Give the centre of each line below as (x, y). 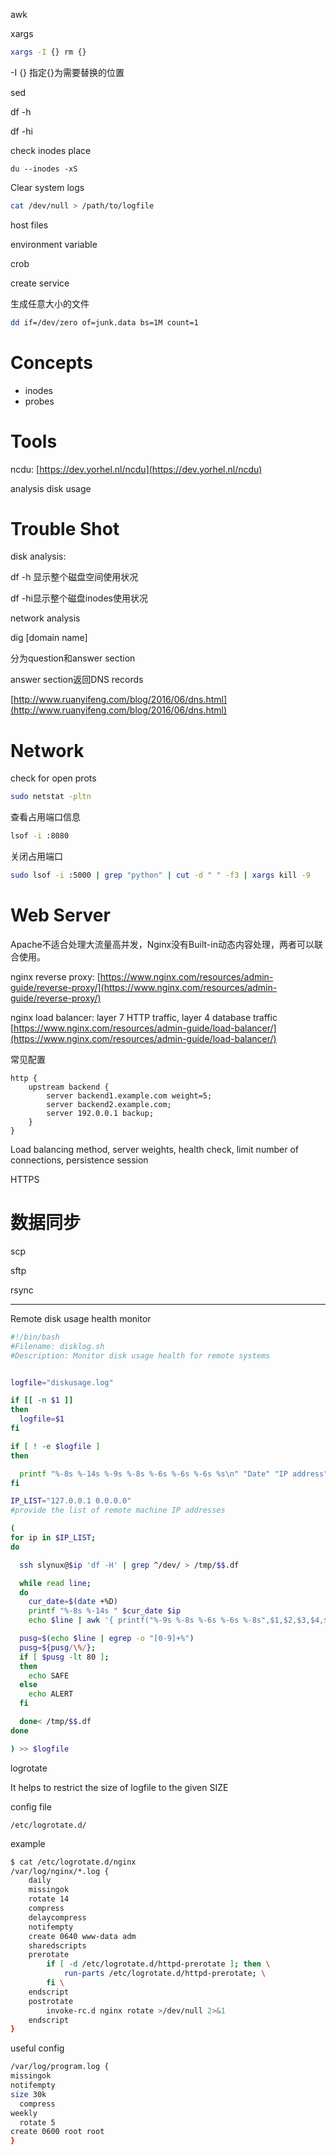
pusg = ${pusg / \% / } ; (58, 1647)
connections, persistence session (79, 1160)
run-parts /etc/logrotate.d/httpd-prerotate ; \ (165, 1974)
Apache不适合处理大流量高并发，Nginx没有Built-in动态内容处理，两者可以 (162, 944)
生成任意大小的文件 (50, 303)
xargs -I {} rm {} (48, 52)
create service (40, 283)
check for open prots (53, 778)
